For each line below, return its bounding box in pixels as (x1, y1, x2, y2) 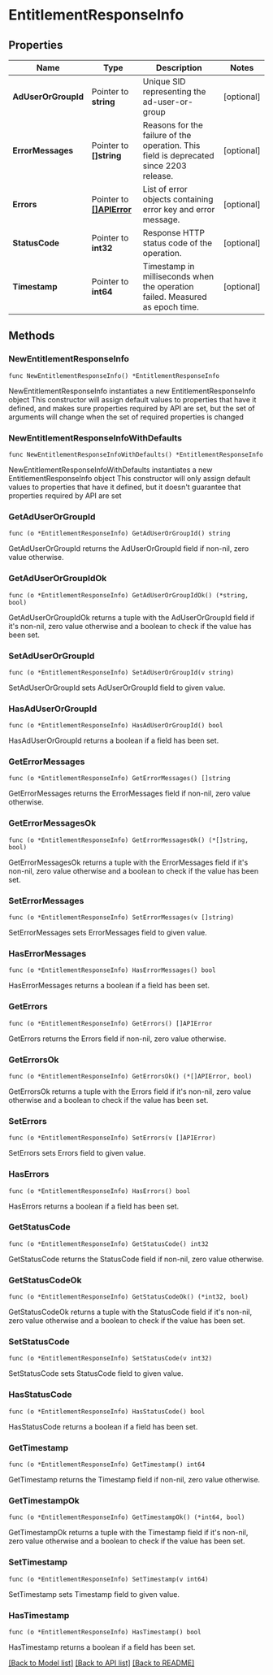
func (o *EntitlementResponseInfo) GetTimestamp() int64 (8, 1460, 206, 1469)
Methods (8, 329, 55, 343)
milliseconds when (142, 271, 214, 282)
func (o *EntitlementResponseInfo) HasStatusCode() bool (8, 1408, 206, 1416)
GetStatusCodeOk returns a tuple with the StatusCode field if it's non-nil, (8, 1307, 253, 1317)
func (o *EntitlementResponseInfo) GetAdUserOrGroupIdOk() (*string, (8, 591, 249, 599)
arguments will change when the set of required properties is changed (8, 412, 244, 422)
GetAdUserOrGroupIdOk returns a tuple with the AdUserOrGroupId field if (8, 612, 255, 623)
